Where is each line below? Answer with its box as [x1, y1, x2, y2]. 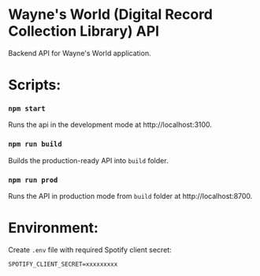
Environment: [8, 219, 98, 237]
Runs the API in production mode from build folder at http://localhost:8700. [8, 192, 253, 201]
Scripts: [8, 76, 61, 94]
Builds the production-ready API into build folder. [8, 155, 169, 165]
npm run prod [8, 175, 58, 185]
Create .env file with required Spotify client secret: [8, 244, 172, 254]
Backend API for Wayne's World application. [8, 48, 151, 58]
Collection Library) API [8, 22, 160, 40]
